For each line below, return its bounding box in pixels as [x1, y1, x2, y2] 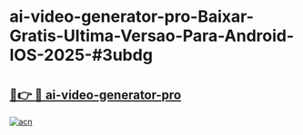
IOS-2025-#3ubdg [9, 45, 153, 65]
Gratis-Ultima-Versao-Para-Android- [9, 25, 295, 46]
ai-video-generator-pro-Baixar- [9, 6, 255, 27]
